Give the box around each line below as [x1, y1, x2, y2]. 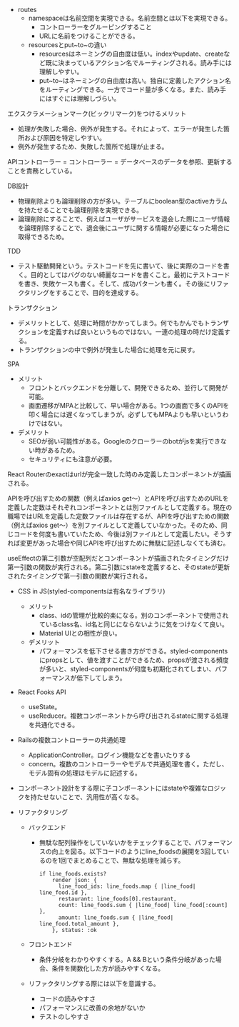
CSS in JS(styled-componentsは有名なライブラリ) [17, 587, 166, 595]
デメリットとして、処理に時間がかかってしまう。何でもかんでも [17, 319, 205, 327]
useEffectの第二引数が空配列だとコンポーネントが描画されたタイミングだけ [7, 554, 230, 562]
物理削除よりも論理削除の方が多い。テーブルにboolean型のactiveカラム [17, 197, 228, 205]
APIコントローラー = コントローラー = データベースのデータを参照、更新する [7, 158, 233, 166]
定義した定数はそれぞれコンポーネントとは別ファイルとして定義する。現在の [7, 503, 233, 511]
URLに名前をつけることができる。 [39, 31, 139, 40]
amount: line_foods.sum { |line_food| [58, 914, 174, 921]
